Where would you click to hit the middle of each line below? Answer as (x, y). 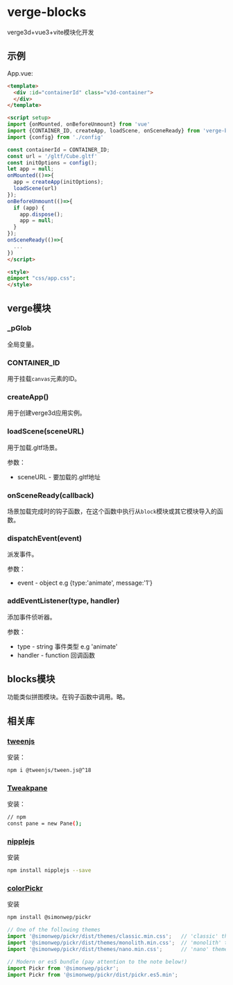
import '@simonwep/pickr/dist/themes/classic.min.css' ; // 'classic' (113, 936)
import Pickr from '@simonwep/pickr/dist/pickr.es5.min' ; (93, 975)
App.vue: (20, 73)
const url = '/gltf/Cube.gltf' (52, 156)
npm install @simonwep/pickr (49, 917)
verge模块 (29, 308)
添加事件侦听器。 (32, 617)
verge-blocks (47, 12)
